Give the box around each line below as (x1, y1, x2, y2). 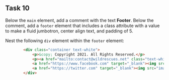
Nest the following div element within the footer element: (5, 37, 124, 43)
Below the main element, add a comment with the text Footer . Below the (5, 17, 154, 23)
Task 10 (5, 4, 30, 12)
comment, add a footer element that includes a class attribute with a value (5, 22, 160, 28)
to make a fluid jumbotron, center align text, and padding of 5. (5, 27, 133, 34)
